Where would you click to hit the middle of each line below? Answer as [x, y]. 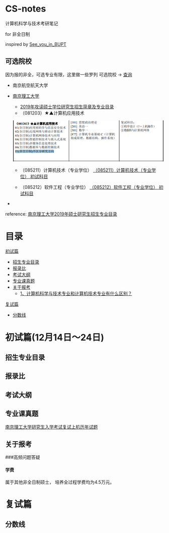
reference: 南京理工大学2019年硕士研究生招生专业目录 [61, 214]
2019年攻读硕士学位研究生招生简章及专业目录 [67, 106]
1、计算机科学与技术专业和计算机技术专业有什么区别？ [76, 294]
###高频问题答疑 [23, 457]
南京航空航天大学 [30, 85]
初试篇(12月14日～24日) [55, 337]
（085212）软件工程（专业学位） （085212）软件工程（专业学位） [89, 187]
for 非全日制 [18, 34]
